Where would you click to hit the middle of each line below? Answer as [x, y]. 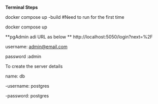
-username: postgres [27, 86]
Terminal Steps [22, 7]
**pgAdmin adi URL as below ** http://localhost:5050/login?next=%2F [79, 37]
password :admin [23, 56]
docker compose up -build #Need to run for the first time [65, 17]
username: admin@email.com [36, 47]
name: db [15, 76]
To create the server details [34, 66]
